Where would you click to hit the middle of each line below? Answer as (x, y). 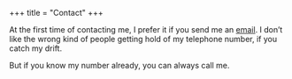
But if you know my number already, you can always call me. (119, 65)
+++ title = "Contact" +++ (56, 13)
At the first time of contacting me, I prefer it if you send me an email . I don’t (146, 29)
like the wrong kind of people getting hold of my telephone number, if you (143, 39)
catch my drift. (36, 48)
